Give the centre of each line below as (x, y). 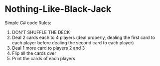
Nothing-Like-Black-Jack (58, 9)
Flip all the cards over (34, 53)
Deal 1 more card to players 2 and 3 (48, 48)
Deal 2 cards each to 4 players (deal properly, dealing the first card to (83, 37)
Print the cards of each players (44, 58)
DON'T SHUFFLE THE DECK (41, 32)
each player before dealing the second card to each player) (73, 42)
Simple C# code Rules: (28, 23)
